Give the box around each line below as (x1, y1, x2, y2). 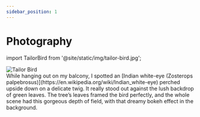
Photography (6, 34, 73, 48)
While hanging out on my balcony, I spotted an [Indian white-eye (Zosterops (6, 72, 193, 79)
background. (6, 104, 38, 111)
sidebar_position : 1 (6, 8, 58, 15)
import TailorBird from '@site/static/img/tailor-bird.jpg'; (6, 54, 141, 61)
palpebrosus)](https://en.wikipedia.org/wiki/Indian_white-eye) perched (6, 78, 180, 85)
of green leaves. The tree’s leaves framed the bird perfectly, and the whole (6, 91, 190, 98)
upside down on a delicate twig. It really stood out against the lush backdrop (6, 85, 194, 92)
